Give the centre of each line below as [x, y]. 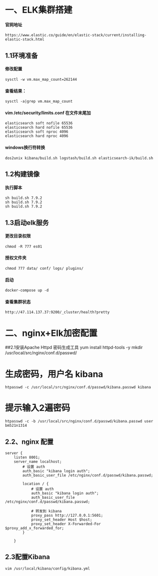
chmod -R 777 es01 [24, 246]
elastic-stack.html [25, 39]
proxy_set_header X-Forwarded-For [66, 524]
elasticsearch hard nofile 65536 [39, 128]
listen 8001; [27, 457]
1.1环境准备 [21, 56]
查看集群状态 [18, 301]
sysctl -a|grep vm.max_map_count [39, 102]
